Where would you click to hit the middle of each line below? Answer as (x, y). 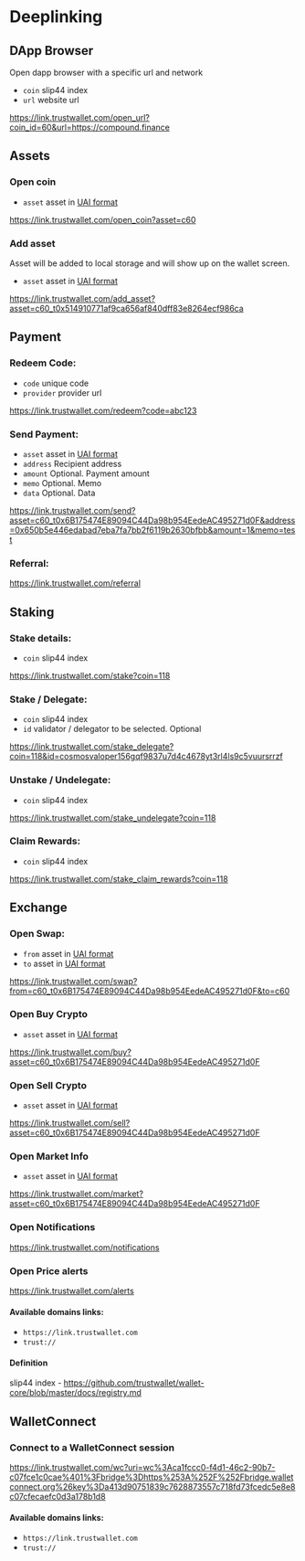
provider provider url (62, 393)
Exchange (38, 908)
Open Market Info (49, 1156)
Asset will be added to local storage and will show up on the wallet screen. (150, 263)
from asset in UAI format (68, 953)
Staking (32, 612)
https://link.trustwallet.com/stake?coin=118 (90, 675)
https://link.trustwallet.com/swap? (74, 981)
